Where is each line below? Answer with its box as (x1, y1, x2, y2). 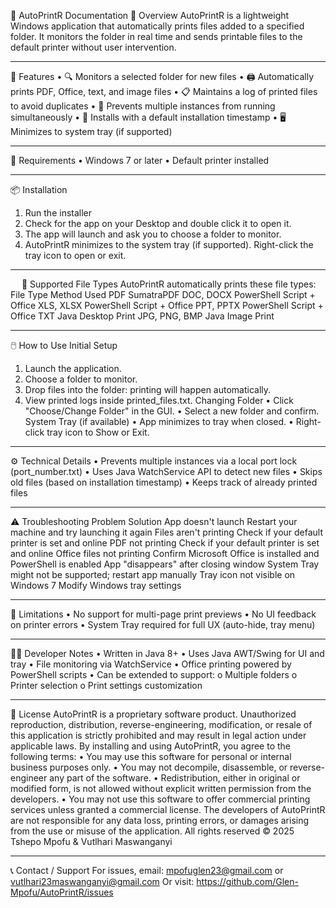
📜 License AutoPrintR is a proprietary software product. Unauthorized (10, 708, 297, 720)
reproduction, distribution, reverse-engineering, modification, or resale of (10, 719, 313, 730)
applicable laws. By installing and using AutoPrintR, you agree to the (10, 740, 291, 752)
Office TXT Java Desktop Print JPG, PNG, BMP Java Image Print (10, 310, 275, 322)
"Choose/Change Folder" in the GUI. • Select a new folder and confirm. (24, 405, 320, 417)
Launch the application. (24, 363, 122, 374)
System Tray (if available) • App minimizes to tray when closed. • (24, 416, 294, 427)
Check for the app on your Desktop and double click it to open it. (24, 218, 292, 229)
